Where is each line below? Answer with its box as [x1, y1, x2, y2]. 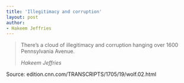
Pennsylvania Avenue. [20, 48, 75, 55]
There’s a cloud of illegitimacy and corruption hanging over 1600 [20, 41, 179, 49]
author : [6, 20, 26, 25]
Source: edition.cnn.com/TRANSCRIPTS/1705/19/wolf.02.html [6, 71, 157, 78]
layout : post [6, 14, 39, 20]
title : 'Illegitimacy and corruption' [6, 8, 102, 15]
